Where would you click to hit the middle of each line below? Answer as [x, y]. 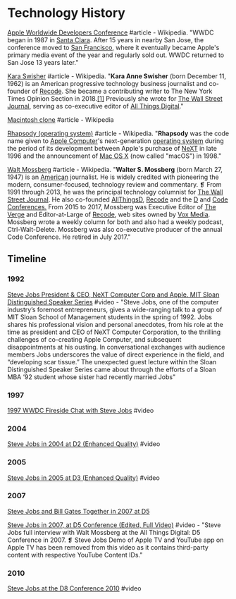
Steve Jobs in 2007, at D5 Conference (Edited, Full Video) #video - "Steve [114, 525]
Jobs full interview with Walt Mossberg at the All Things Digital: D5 [104, 532]
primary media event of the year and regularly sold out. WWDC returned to [116, 55]
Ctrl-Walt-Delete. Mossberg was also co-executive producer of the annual [115, 229]
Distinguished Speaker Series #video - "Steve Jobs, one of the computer [113, 302]
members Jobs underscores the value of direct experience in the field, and [116, 354]
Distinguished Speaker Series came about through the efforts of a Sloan [112, 369]
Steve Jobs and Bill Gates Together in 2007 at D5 [79, 511]
